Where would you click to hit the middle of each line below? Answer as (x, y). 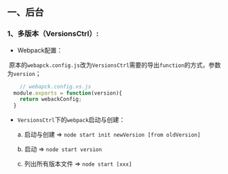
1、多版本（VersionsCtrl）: (53, 34)
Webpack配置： (40, 50)
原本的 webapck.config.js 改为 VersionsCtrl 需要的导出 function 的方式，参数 (115, 65)
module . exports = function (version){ (68, 93)
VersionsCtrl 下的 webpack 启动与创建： (71, 120)
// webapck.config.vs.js (55, 86)
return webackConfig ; (51, 99)
